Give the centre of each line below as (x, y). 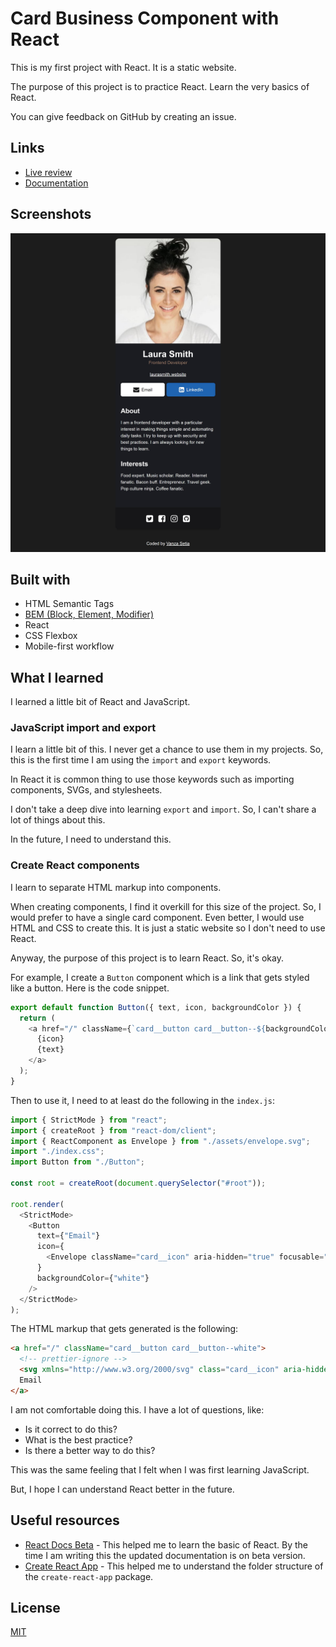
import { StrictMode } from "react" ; (89, 1120)
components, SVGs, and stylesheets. (86, 790)
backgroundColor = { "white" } (93, 1278)
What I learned (57, 677)
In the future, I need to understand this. (91, 839)
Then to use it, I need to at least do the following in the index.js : (143, 1100)
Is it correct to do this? (71, 1429)
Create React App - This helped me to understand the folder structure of (174, 1566)
